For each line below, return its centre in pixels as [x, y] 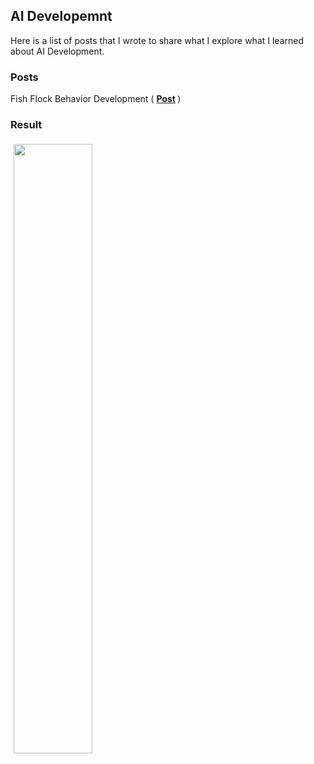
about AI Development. [57, 51]
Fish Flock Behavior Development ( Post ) [96, 99]
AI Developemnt [61, 16]
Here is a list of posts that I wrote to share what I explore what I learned [157, 40]
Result [26, 125]
